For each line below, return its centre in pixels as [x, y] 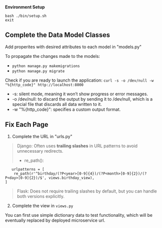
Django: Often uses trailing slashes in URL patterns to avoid [77, 146]
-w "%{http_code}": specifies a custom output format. [66, 109]
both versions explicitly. [41, 196]
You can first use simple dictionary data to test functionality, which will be [79, 215]
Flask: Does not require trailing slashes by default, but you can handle [87, 191]
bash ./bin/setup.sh [26, 16]
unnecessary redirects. [40, 151]
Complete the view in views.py [43, 206]
